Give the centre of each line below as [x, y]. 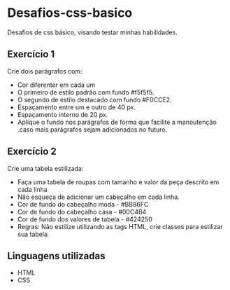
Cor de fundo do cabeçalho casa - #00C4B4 [82, 212]
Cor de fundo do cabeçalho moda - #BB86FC [83, 204]
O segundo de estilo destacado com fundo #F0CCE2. [95, 99]
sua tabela [32, 234]
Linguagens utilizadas [57, 256]
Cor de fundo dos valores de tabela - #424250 [85, 219]
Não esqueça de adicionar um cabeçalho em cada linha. [98, 197]
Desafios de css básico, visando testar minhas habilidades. [93, 32]
